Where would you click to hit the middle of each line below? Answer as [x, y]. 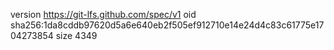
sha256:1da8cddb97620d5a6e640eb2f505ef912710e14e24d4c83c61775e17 [167, 25]
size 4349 [76, 35]
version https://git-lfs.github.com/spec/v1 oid [103, 14]
